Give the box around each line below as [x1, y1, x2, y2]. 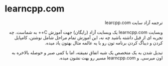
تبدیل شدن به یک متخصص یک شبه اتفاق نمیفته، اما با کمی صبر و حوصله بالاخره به [12, 49, 163, 55]
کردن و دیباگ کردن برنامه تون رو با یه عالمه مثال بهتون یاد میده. [45, 39, 163, 45]
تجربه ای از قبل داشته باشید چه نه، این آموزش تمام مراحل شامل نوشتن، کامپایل [14, 34, 163, 40]
